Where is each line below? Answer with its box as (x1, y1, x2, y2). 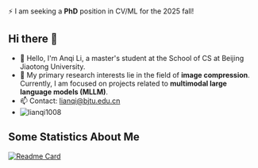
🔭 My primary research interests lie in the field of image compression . (19, 70, 250, 79)
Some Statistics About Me (8, 130, 141, 144)
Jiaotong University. (19, 62, 86, 71)
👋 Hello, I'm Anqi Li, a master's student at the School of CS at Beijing (19, 53, 245, 63)
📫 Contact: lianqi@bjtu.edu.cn (19, 96, 121, 105)
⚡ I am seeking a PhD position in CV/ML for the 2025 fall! (8, 6, 194, 16)
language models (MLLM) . (19, 86, 109, 97)
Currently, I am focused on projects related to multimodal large (19, 78, 228, 88)
